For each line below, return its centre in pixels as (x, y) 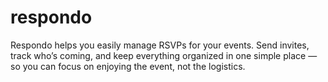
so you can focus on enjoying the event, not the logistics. (128, 66)
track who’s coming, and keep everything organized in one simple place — (164, 55)
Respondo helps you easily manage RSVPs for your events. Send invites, (160, 45)
